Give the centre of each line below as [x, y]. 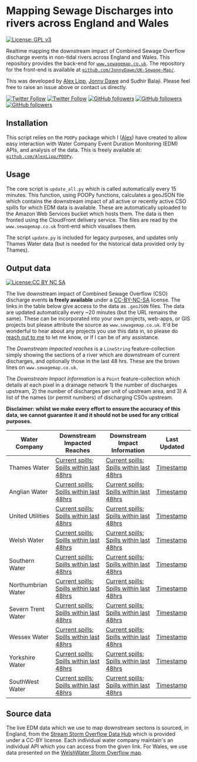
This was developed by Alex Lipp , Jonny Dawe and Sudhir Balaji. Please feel [98, 81]
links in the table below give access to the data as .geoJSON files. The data [95, 306]
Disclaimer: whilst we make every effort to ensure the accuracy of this [93, 409]
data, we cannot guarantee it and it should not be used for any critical [92, 415]
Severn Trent [27, 609]
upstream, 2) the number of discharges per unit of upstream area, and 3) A [96, 391]
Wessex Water [29, 637]
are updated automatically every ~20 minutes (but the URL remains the [92, 313]
